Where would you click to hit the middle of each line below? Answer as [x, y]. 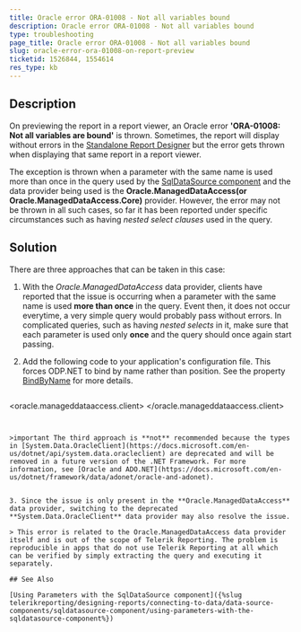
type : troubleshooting [52, 34]
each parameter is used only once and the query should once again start [157, 334]
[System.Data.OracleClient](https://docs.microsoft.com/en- [136, 445]
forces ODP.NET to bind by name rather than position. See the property [154, 371]
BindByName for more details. [77, 380]
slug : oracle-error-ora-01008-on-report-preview [102, 51]
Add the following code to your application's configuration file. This [146, 361]
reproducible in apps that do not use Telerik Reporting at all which [144, 548]
